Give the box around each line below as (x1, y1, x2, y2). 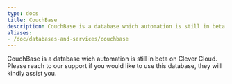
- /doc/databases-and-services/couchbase (7, 36, 129, 43)
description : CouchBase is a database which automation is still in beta (7, 23, 226, 30)
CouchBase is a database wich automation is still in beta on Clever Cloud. (7, 54, 217, 63)
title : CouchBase (7, 17, 58, 23)
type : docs (7, 10, 39, 17)
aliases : (7, 29, 33, 36)
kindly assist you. (7, 70, 57, 78)
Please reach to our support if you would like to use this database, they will (7, 62, 222, 70)
